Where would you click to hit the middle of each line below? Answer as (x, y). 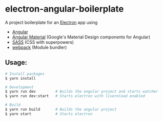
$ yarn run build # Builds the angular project (61, 109)
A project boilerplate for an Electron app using (51, 22)
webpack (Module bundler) (40, 47)
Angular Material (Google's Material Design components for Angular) (81, 37)
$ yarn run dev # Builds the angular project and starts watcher (82, 92)
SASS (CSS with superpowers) (43, 42)
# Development (20, 87)
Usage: (16, 62)
